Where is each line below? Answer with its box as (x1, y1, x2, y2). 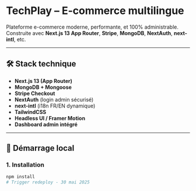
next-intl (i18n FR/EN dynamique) (14, 102, 96, 109)
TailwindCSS (14, 108, 47, 115)
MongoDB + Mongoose (14, 84, 72, 91)
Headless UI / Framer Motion (14, 114, 86, 121)
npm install (6, 174, 35, 180)
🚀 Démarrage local (6, 143, 75, 153)
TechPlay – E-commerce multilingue (6, 4, 184, 18)
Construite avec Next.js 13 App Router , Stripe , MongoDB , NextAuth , (6, 29, 173, 36)
